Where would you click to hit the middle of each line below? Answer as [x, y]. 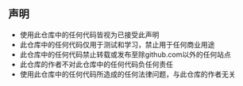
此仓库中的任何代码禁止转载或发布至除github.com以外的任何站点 [125, 54]
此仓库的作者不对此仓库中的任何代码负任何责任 [96, 64]
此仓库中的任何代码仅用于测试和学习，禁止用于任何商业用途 [117, 44]
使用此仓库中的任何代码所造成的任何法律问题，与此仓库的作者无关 [127, 74]
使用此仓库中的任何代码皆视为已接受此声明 [89, 35]
